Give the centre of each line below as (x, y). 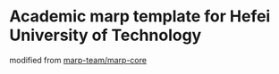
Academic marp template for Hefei (140, 16)
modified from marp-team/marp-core (78, 60)
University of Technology (106, 35)
